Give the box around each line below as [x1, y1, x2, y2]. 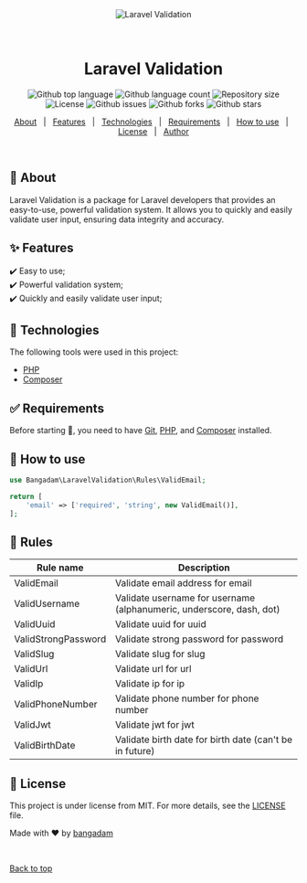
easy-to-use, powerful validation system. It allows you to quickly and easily [9, 204, 292, 215]
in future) [114, 745, 155, 758]
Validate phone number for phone [114, 692, 259, 705]
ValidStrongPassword [14, 633, 107, 645]
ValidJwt [14, 718, 52, 731]
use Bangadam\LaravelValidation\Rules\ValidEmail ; [9, 475, 206, 484]
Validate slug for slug [114, 648, 206, 661]
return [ [9, 492, 43, 501]
